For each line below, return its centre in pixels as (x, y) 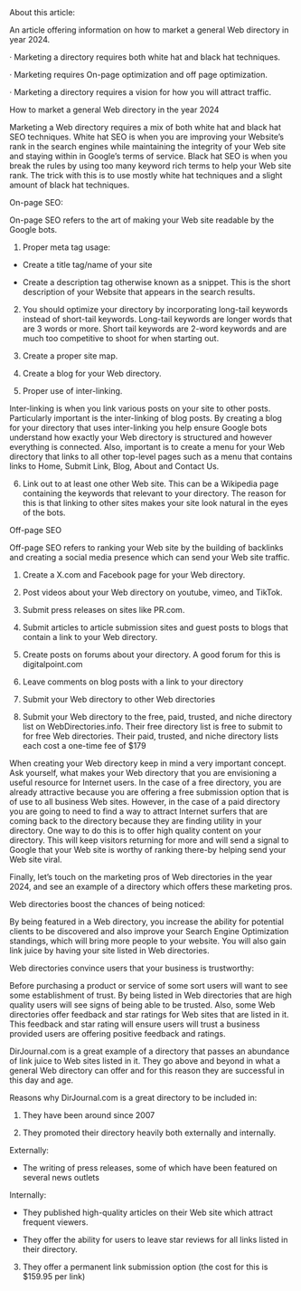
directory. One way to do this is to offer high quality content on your (136, 831)
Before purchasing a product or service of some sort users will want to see (149, 985)
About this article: (42, 12)
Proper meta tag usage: (66, 247)
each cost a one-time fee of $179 (84, 746)
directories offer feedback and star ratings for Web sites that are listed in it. (149, 1014)
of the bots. (44, 512)
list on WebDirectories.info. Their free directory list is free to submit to (152, 727)
